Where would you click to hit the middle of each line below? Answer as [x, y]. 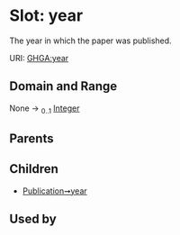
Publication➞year [54, 191]
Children [34, 169]
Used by [33, 219]
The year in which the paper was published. [91, 41]
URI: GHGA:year [39, 58]
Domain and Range [63, 86]
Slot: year [46, 16]
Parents [31, 138]
